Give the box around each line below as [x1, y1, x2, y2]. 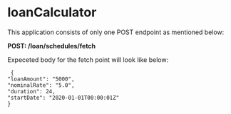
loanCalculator [7, 4, 97, 21]
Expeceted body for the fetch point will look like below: [7, 55, 169, 64]
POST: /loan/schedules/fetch [7, 41, 96, 50]
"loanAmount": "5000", [7, 76, 75, 83]
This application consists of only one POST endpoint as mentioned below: [7, 28, 225, 36]
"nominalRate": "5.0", [7, 81, 75, 89]
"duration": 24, [7, 88, 56, 95]
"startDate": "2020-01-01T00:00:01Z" [7, 94, 120, 101]
